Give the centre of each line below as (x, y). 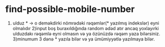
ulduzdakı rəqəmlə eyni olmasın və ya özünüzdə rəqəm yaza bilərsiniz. (86, 33)
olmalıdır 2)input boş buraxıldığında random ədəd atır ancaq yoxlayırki (86, 28)
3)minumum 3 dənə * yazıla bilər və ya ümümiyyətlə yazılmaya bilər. (84, 39)
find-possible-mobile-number (70, 9)
